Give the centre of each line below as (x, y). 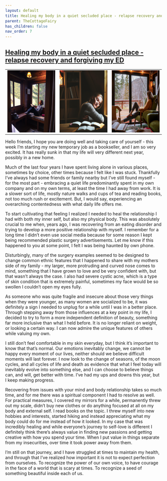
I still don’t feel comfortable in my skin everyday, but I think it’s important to (82, 343)
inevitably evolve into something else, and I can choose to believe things (79, 370)
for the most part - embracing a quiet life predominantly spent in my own (80, 183)
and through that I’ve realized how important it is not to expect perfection (80, 458)
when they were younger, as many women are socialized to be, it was (76, 302)
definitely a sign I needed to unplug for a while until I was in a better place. (81, 307)
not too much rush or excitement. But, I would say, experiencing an (74, 199)
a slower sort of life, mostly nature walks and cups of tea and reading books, (83, 193)
